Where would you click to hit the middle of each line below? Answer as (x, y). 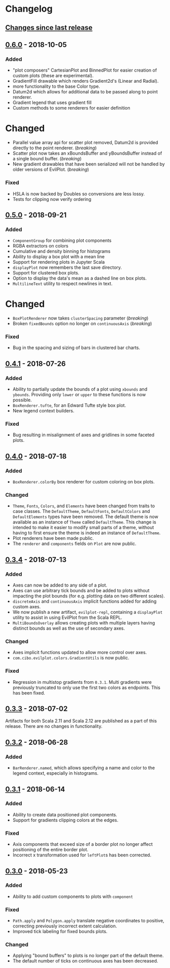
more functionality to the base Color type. (56, 86)
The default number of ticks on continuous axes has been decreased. (85, 961)
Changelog (29, 9)
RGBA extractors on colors (40, 246)
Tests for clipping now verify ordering (52, 199)
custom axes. (27, 607)
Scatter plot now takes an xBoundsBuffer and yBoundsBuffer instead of (87, 153)
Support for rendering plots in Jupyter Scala (59, 262)
